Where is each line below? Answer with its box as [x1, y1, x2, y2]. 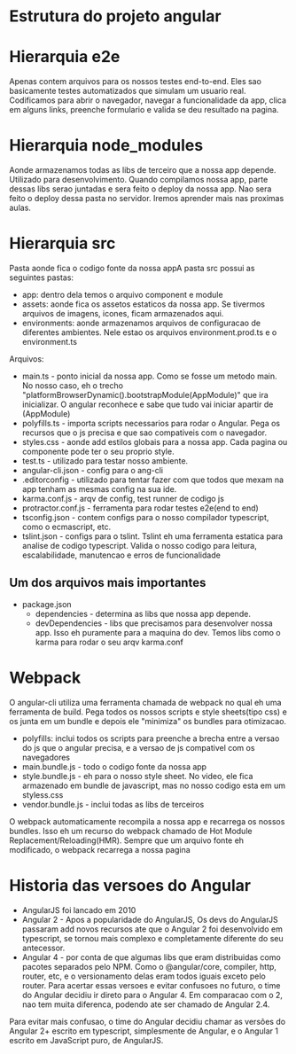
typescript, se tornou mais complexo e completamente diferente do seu [21, 933, 284, 943]
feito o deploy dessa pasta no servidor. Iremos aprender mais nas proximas [9, 193, 284, 204]
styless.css [21, 789, 64, 800]
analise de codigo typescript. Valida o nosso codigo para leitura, [21, 541, 257, 550]
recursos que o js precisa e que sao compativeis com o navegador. [21, 427, 268, 438]
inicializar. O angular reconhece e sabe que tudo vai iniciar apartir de [21, 399, 274, 410]
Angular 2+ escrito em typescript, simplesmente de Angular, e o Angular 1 [9, 1026, 279, 1036]
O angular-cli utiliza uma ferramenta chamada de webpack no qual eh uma [9, 697, 282, 707]
